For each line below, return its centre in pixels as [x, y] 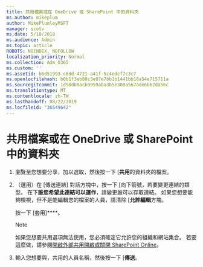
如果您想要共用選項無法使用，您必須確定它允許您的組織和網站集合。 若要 [106, 237]
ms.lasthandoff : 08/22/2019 [42, 101]
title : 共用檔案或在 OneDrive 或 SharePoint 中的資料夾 [72, 12]
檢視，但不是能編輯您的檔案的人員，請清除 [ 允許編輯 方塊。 [94, 200]
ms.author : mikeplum [32, 18]
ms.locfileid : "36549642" [39, 107]
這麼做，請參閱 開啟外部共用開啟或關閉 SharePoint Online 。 [88, 245]
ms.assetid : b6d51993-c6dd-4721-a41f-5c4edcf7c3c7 [71, 74]
